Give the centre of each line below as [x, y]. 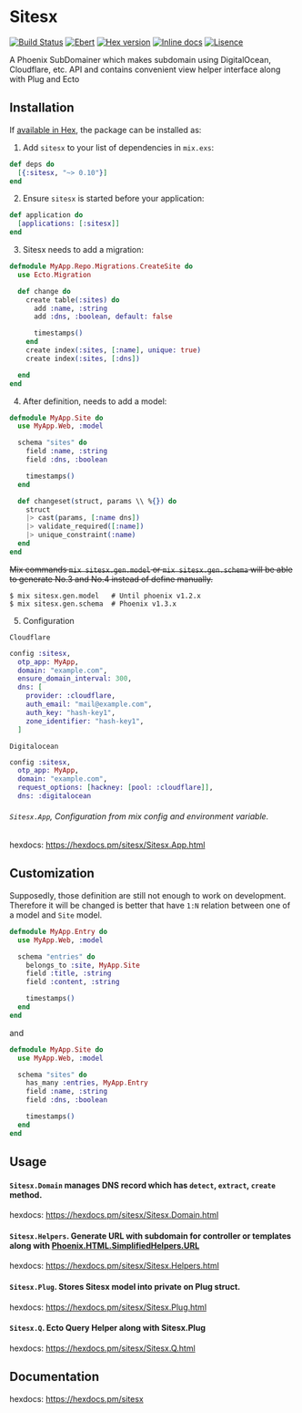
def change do [44, 291]
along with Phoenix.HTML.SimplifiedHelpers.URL [105, 1245]
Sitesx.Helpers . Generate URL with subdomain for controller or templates [151, 1236]
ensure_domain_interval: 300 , [75, 679]
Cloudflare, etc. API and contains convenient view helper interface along [145, 69]
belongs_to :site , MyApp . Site [83, 965]
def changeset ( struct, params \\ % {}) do [97, 501]
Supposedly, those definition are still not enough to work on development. [148, 895]
